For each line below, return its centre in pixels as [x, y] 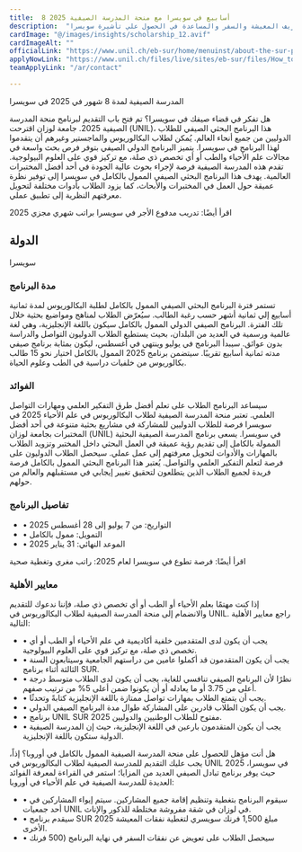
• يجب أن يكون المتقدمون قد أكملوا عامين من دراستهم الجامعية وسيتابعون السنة [156, 659]
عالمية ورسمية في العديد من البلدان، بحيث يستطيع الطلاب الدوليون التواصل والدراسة [150, 333]
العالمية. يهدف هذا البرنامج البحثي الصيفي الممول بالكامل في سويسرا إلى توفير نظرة [150, 175]
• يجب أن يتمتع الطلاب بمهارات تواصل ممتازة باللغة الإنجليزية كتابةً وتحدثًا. [144, 697]
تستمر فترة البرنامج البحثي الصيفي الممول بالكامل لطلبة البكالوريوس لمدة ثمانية [142, 305]
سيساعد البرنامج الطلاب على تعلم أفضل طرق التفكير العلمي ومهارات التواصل [138, 405]
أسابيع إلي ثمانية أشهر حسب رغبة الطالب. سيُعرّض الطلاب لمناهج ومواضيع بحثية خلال [151, 315]
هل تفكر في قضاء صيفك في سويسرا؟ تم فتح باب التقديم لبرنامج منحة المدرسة [140, 119]
